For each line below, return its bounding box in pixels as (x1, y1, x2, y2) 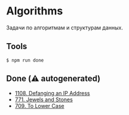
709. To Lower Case (14, 102, 64, 109)
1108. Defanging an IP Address (14, 89, 90, 96)
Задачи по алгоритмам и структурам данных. (6, 24, 124, 31)
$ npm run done (6, 57, 44, 63)
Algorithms (6, 4, 63, 18)
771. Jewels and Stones (14, 96, 73, 103)
